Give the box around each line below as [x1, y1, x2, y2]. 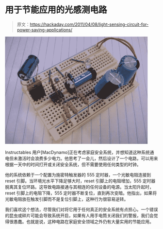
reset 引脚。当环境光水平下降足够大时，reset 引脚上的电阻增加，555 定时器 [5, 178, 156, 184]
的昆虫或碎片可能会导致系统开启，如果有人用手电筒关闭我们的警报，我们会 [5, 212, 154, 218]
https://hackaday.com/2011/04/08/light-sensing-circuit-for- [30, 21, 149, 27]
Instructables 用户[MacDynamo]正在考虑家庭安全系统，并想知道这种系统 [5, 149, 150, 155]
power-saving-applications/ [16, 27, 73, 33]
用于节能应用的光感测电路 [5, 4, 108, 16]
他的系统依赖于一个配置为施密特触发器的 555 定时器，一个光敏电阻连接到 [5, 172, 151, 177]
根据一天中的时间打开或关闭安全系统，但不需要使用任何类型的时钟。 [5, 161, 141, 167]
